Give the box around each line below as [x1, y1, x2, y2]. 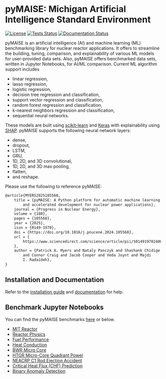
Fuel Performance [12, 336, 49, 342]
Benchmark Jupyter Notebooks [5, 303, 104, 312]
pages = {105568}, [14, 216, 52, 221]
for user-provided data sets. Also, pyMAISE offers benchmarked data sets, [5, 55, 157, 61]
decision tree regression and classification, [12, 92, 100, 97]
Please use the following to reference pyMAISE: [5, 183, 102, 189]
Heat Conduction [12, 341, 47, 347]
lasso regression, [12, 81, 48, 87]
